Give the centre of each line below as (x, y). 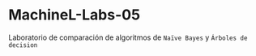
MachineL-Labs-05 (74, 15)
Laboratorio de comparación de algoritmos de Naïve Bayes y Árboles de (128, 37)
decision (23, 45)
